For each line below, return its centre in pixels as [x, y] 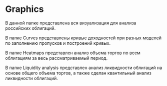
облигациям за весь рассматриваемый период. [56, 58]
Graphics [24, 9]
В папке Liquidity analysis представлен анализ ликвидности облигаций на [84, 68]
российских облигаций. [30, 28]
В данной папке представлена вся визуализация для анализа [71, 23]
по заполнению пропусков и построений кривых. [58, 43]
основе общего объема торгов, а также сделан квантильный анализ [78, 73]
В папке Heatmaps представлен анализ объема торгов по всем [73, 53]
